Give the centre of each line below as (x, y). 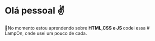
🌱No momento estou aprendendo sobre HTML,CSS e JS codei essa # (77, 28)
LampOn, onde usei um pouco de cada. (46, 33)
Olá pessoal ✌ (35, 11)
